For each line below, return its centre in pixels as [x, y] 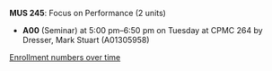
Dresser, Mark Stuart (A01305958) [86, 40]
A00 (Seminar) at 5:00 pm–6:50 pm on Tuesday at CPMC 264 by [142, 30]
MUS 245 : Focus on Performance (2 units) [88, 13]
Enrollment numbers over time [65, 57]
